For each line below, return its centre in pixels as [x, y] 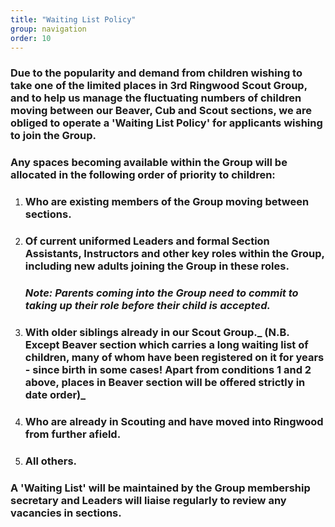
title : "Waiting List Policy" [73, 19]
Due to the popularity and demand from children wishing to [156, 73]
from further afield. [73, 434]
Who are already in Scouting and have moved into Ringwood [174, 421]
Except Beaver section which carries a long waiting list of [166, 344]
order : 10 [31, 38]
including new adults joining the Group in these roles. [157, 266]
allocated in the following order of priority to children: [143, 175]
